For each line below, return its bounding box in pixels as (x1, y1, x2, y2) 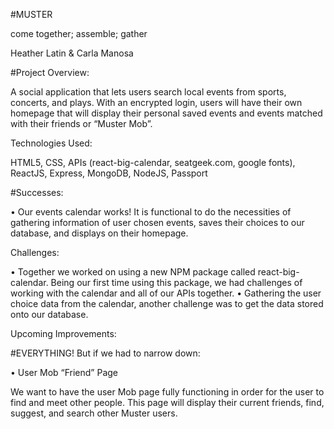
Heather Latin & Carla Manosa (10, 47, 134, 59)
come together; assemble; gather (10, 28, 148, 39)
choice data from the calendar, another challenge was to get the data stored (10, 298, 324, 309)
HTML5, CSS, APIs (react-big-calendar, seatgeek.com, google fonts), (10, 157, 296, 168)
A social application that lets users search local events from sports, (10, 86, 287, 98)
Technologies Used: (10, 137, 93, 149)
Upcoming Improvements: (10, 328, 117, 339)
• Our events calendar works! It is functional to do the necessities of (10, 206, 292, 218)
